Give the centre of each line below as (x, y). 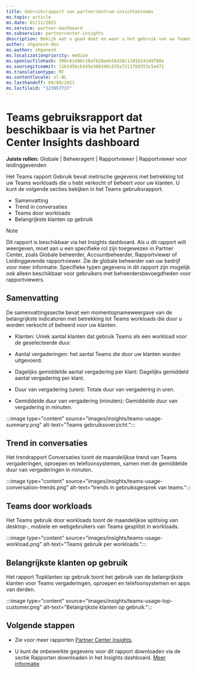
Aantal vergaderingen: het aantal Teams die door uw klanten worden (97, 354)
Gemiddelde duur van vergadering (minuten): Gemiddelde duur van (96, 401)
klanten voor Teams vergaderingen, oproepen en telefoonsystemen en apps (98, 583)
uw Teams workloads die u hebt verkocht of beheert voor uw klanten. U (93, 183)
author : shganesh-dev (33, 45)
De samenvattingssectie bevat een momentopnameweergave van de (89, 312)
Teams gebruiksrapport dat (74, 118)
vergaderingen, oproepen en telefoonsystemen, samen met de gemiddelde (97, 464)
